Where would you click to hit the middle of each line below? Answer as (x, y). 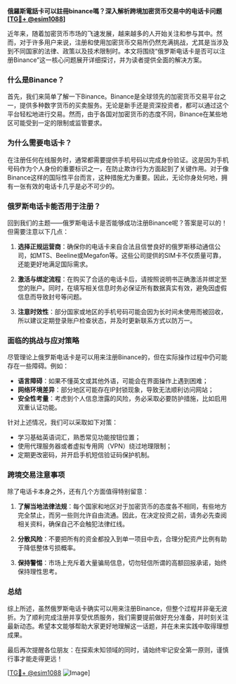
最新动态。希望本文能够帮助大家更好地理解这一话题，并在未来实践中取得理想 (118, 626)
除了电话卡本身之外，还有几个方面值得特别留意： (78, 492)
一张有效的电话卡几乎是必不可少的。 (65, 186)
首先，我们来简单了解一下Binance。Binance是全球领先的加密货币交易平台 (114, 97)
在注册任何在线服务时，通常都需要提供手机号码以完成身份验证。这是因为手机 (118, 160)
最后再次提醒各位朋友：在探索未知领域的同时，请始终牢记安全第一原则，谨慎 (118, 649)
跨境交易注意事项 (36, 475)
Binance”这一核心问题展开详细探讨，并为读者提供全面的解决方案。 (109, 60)
